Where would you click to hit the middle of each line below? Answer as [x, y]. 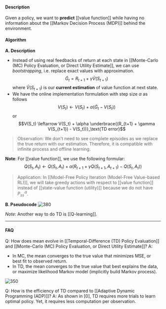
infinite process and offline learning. [54, 149]
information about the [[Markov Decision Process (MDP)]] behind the [75, 23]
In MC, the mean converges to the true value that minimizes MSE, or [82, 256]
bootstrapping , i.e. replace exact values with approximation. [73, 71]
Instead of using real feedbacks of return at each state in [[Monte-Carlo [85, 60]
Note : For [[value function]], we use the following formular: [65, 158]
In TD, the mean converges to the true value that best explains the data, [85, 266]
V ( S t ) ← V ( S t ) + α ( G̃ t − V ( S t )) [87, 107]
